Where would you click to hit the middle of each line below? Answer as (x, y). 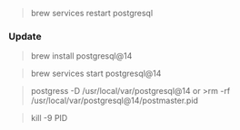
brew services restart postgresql (92, 13)
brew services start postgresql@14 (96, 74)
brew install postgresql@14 (81, 56)
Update (25, 36)
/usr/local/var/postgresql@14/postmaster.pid (115, 101)
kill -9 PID (49, 118)
